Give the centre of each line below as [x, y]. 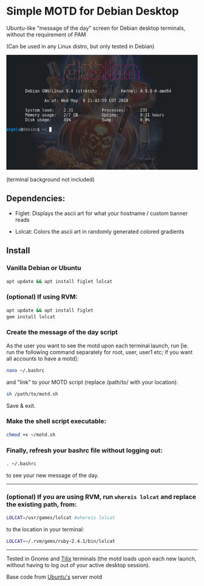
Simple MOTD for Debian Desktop [93, 11]
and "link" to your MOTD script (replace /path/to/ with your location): [92, 382]
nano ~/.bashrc [25, 370]
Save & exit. [21, 405]
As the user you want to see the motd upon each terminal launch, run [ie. [97, 346]
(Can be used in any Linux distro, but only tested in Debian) [80, 46]
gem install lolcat [31, 317]
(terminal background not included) [51, 180]
